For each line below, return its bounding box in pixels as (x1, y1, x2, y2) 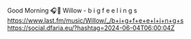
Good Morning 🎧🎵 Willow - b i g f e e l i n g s (7, 6, 137, 15)
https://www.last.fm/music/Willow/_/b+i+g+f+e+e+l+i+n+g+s (7, 17, 184, 24)
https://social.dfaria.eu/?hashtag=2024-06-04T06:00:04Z (7, 24, 175, 32)
